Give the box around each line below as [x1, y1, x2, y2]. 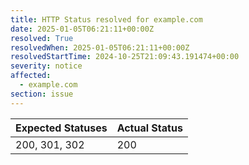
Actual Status [116, 121, 183, 135]
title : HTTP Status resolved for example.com [10, 14, 203, 25]
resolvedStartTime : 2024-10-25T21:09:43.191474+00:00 [10, 52, 240, 62]
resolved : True [10, 33, 74, 43]
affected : [10, 71, 52, 81]
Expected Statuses [15, 121, 108, 135]
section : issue [10, 89, 74, 99]
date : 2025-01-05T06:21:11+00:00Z [10, 24, 155, 34]
